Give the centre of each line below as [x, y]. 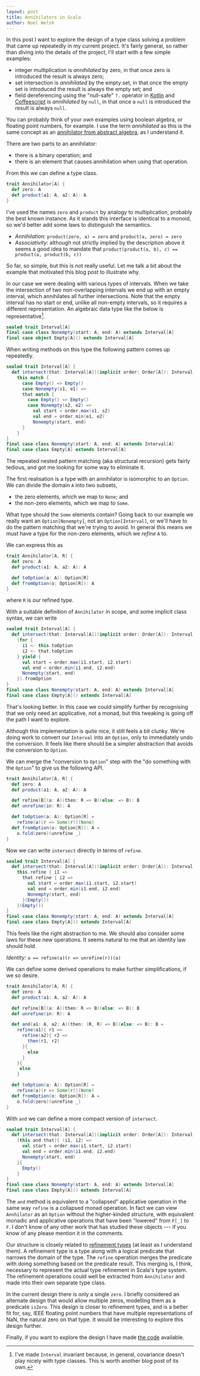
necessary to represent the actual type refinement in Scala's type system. [97, 1270]
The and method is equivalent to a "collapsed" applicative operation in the [96, 1202]
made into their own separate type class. [56, 1283]
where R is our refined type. [40, 600]
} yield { [29, 656]
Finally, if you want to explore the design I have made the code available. [95, 1337]
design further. [24, 1326]
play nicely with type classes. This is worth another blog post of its [96, 1361]
